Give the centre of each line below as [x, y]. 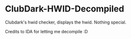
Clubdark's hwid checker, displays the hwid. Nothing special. [66, 22]
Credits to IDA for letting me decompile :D [46, 31]
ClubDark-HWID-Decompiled [65, 9]
